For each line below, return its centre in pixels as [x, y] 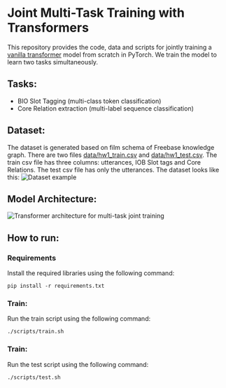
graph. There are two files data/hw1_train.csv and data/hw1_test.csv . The [112, 155]
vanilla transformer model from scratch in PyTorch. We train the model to [112, 55]
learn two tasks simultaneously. [53, 62]
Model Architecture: [52, 199]
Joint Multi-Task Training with [96, 13]
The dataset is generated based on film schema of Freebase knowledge [111, 147]
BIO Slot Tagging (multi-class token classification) [89, 101]
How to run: [33, 238]
